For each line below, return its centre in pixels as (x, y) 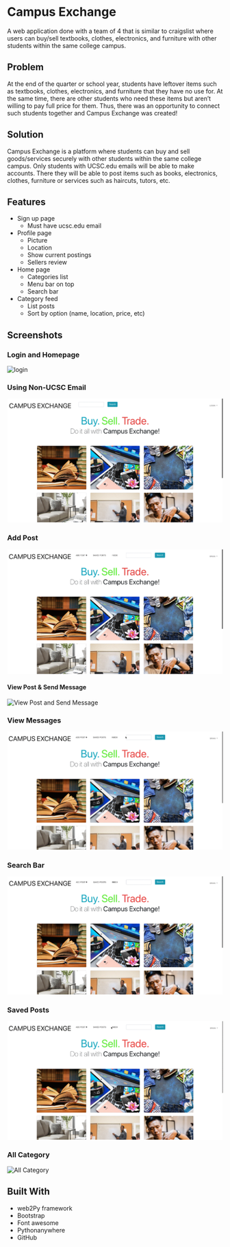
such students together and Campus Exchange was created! (92, 113)
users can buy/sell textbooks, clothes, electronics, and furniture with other (112, 38)
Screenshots (35, 335)
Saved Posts (28, 1010)
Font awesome (38, 1223)
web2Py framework (45, 1208)
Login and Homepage (43, 355)
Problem (26, 67)
